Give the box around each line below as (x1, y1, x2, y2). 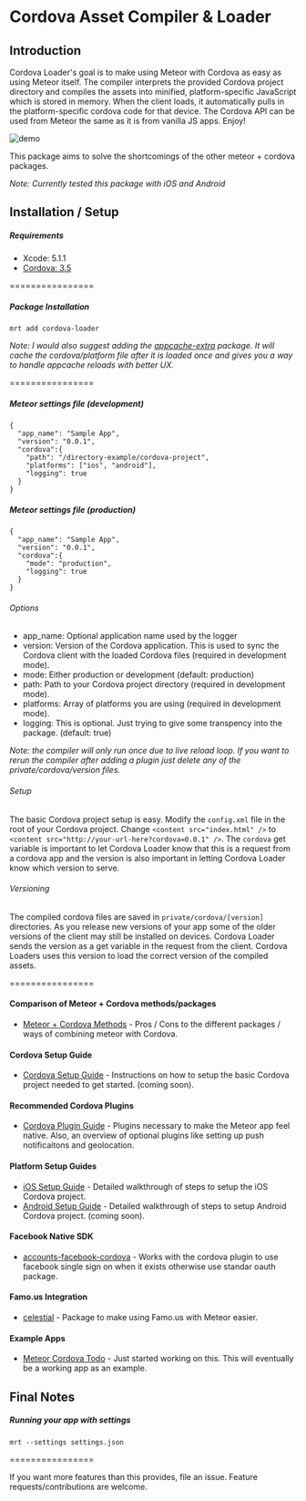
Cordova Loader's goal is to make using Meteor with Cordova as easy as (9, 67, 282, 78)
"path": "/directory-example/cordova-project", (25, 453, 209, 463)
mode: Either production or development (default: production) (22, 669, 255, 681)
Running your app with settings (9, 1414, 131, 1425)
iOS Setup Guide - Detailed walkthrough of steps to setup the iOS (22, 1181, 269, 1192)
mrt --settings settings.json (9, 1437, 125, 1447)
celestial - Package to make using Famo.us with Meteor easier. (22, 1312, 258, 1323)
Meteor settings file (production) (9, 504, 137, 515)
